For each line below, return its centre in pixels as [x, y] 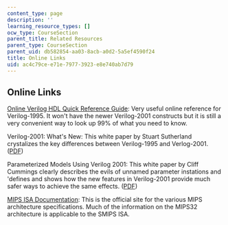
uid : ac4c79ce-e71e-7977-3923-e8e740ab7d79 [70, 64]
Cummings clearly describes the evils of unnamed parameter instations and [114, 171]
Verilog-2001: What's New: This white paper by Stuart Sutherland [100, 137]
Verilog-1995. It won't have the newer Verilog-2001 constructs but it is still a [114, 116]
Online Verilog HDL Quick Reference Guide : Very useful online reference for [114, 109]
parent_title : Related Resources [55, 39]
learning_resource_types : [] [49, 26]
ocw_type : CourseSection [43, 33]
